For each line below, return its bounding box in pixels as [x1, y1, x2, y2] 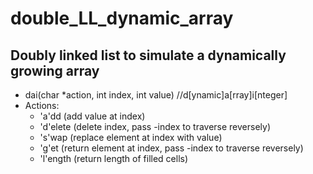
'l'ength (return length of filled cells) [39, 153, 189, 164]
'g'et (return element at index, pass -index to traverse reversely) [39, 142, 304, 154]
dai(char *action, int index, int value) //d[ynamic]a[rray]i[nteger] [24, 89, 288, 101]
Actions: [24, 100, 60, 111]
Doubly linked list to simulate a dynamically [10, 47, 287, 64]
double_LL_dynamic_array [10, 7, 234, 30]
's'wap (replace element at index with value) [39, 132, 223, 143]
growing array [10, 62, 100, 79]
